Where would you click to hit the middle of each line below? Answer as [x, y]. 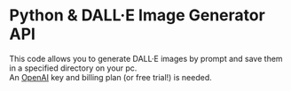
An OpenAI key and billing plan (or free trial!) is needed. [111, 77]
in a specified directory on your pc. [73, 68]
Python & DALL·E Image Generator [138, 15]
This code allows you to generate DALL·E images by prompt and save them [146, 58]
